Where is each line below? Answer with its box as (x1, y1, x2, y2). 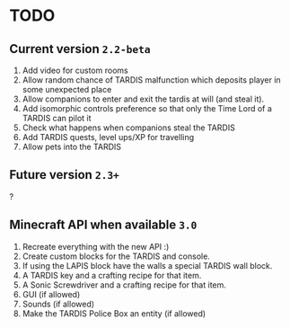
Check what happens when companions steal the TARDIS (22, 122, 235, 133)
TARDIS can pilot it (22, 113, 92, 123)
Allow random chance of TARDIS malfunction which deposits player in (22, 75, 281, 85)
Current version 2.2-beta (9, 41, 151, 57)
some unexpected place (22, 84, 112, 94)
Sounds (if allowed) (22, 298, 95, 309)
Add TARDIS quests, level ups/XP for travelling (22, 132, 195, 142)
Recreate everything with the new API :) (22, 241, 170, 252)
